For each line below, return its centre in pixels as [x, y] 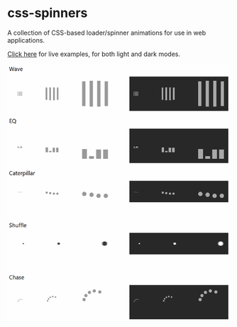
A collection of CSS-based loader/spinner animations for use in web [107, 33]
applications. [26, 40]
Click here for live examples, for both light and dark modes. [94, 54]
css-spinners [48, 13]
